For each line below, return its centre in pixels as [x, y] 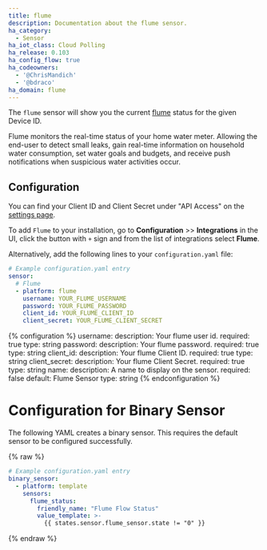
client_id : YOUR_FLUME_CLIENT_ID [78, 313]
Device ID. [25, 121]
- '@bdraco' [36, 82]
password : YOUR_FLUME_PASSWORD [75, 306]
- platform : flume [46, 291]
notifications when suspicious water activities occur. [95, 162]
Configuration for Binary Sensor [117, 411]
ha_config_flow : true [44, 61]
